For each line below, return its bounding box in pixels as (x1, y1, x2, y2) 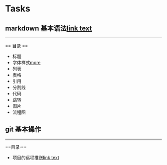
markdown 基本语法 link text (5, 24, 92, 32)
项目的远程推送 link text (12, 155, 60, 161)
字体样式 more (12, 60, 41, 65)
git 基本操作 (5, 125, 41, 134)
